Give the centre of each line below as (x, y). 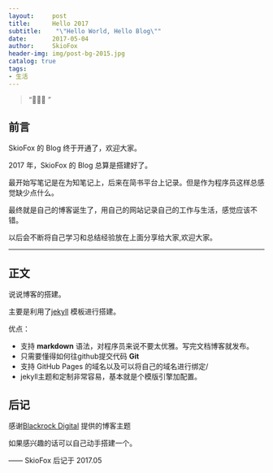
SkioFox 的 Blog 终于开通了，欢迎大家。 (75, 148)
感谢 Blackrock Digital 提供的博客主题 (70, 426)
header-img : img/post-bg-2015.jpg (67, 54)
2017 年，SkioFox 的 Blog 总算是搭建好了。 (80, 165)
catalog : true (32, 62)
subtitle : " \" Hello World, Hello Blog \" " (85, 31)
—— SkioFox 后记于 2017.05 (55, 461)
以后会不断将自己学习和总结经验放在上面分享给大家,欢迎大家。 (113, 237)
